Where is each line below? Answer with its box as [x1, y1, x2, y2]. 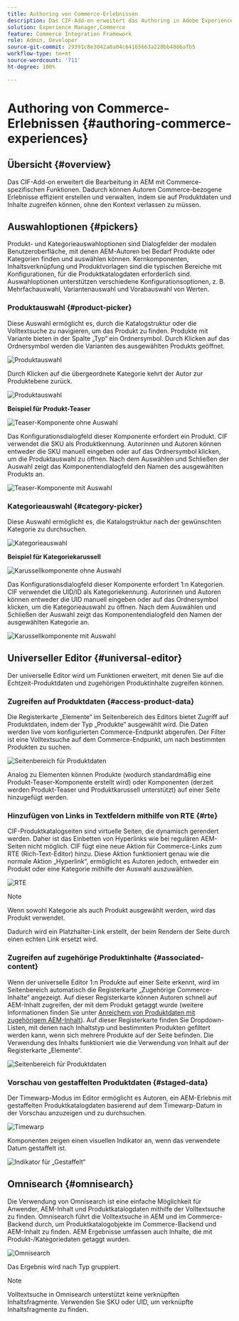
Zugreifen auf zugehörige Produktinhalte [7, 953, 152, 962]
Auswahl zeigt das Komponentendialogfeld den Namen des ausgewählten [7, 462, 224, 470]
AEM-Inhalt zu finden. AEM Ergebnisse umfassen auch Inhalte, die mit [7, 1227, 213, 1236]
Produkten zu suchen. [7, 743, 73, 751]
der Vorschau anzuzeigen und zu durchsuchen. [7, 1109, 147, 1118]
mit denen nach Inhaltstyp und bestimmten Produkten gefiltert [28, 1023, 211, 1031]
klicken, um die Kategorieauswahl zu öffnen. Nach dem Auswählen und [7, 603, 217, 612]
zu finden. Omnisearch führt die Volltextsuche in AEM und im [7, 1212, 186, 1221]
